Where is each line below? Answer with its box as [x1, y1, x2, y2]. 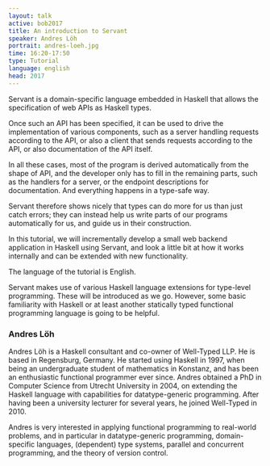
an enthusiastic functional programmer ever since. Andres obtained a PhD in [8, 372, 262, 382]
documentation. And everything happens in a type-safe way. [8, 185, 210, 195]
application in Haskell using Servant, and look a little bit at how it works [8, 242, 244, 252]
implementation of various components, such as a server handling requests [8, 127, 260, 136]
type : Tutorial [8, 57, 60, 65]
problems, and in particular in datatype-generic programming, [8, 430, 214, 440]
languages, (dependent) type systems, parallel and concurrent [36, 439, 244, 449]
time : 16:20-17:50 [8, 49, 70, 57]
